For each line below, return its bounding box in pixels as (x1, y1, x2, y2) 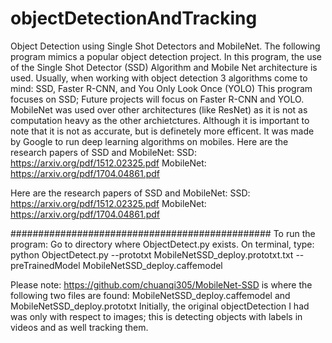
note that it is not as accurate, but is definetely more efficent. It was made (10, 125, 315, 137)
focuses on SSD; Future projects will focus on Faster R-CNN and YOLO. (10, 93, 305, 105)
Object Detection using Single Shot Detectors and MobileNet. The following (10, 40, 321, 52)
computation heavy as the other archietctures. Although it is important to (10, 114, 310, 126)
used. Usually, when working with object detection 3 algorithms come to (10, 72, 308, 84)
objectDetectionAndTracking (10, 7, 258, 30)
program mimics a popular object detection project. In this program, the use (10, 50, 322, 62)
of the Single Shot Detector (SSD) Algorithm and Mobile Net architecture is (10, 61, 318, 73)
